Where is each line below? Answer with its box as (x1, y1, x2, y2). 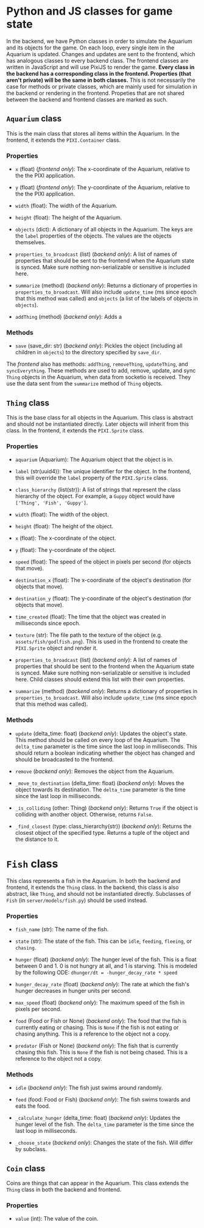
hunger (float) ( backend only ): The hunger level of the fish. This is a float (15, 956, 197, 963)
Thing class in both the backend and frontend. (6, 1186, 122, 1193)
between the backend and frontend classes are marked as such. (6, 96, 168, 103)
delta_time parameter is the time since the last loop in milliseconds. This (15, 743, 197, 750)
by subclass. (15, 1146, 47, 1153)
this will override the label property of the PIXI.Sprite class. (15, 474, 169, 482)
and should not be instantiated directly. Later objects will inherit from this (6, 420, 189, 428)
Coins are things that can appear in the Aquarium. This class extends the (6, 1180, 189, 1187)
